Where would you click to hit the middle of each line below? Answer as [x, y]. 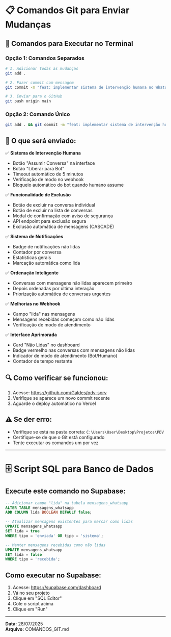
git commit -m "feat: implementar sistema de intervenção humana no [79, 87]
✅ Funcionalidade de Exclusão [38, 195]
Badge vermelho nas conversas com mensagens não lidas [74, 350]
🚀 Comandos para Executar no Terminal [69, 44]
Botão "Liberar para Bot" [38, 169]
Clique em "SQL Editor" [37, 598]
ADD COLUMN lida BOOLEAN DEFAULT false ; [49, 513]
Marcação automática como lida [46, 263]
